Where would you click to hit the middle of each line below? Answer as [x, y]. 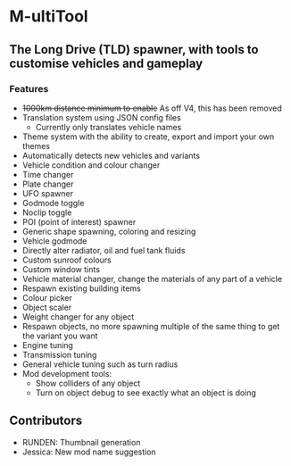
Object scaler [47, 307]
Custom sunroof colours [67, 260]
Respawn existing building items [81, 288]
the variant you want [60, 336]
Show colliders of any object [88, 383]
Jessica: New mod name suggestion [89, 452]
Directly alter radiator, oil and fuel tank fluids [104, 250]
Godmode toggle [53, 203]
